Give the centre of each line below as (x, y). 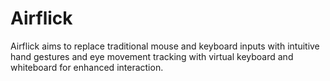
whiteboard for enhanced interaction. (87, 67)
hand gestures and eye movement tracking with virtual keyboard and (152, 56)
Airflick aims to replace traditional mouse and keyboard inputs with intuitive (165, 46)
